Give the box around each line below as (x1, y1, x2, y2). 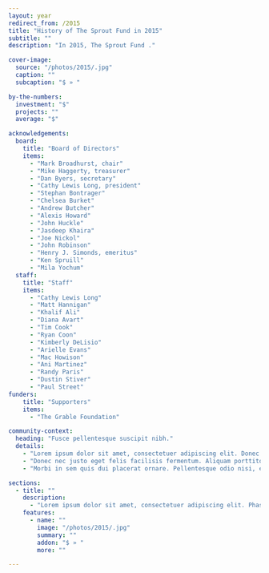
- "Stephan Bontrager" (29, 189, 106, 197)
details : (15, 442, 45, 450)
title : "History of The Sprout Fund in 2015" (8, 26, 163, 34)
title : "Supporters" (22, 397, 91, 406)
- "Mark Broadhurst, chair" (29, 159, 124, 167)
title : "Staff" (22, 278, 74, 287)
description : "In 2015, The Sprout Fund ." (8, 42, 156, 50)
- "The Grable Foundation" (29, 413, 120, 421)
